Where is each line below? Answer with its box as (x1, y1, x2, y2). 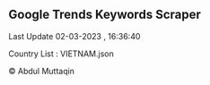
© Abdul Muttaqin (8, 65, 75, 76)
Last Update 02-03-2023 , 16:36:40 (8, 30, 141, 41)
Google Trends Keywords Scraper (8, 7, 201, 22)
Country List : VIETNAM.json (8, 48, 114, 59)
